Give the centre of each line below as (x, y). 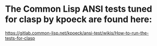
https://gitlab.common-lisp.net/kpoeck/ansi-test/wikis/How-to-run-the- (77, 33)
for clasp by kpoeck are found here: (78, 19)
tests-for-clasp (20, 38)
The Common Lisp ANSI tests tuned (79, 9)
